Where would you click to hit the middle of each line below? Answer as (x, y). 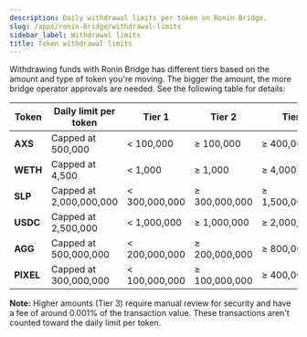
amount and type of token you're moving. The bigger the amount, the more (151, 79)
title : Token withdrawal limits (71, 43)
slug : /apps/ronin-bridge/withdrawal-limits (95, 26)
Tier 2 (223, 117)
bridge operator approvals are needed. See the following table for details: (148, 89)
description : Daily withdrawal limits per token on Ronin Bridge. (138, 18)
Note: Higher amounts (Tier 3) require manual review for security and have (150, 303)
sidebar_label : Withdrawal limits (75, 35)
